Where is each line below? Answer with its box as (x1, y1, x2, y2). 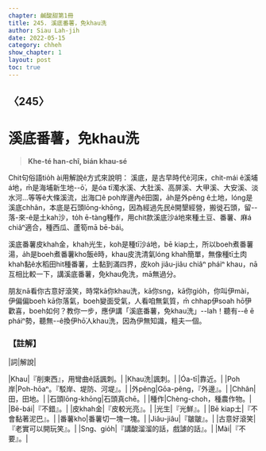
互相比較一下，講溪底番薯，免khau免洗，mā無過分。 (8, 270, 181, 279)
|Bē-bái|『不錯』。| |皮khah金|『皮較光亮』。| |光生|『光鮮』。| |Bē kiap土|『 (8, 404, 252, 414)
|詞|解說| (8, 357, 37, 367)
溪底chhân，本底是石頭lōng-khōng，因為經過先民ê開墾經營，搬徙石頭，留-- (8, 203, 258, 212)
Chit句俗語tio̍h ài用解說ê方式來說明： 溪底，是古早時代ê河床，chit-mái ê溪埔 (8, 173, 258, 183)
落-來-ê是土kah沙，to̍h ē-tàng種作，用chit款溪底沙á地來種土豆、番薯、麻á (8, 212, 252, 223)
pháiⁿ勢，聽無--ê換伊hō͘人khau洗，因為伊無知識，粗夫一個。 (8, 316, 206, 326)
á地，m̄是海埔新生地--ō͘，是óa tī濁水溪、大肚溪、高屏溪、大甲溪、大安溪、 (8, 183, 252, 192)
